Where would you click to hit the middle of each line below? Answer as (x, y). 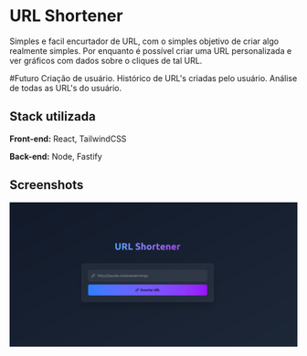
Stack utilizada (53, 116)
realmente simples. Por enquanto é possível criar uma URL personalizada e (151, 50)
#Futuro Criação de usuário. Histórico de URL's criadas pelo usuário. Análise (153, 78)
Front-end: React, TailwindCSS (68, 139)
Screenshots (47, 185)
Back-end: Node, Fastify (56, 156)
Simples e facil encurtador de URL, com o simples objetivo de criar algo (144, 41)
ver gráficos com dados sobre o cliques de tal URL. (106, 60)
